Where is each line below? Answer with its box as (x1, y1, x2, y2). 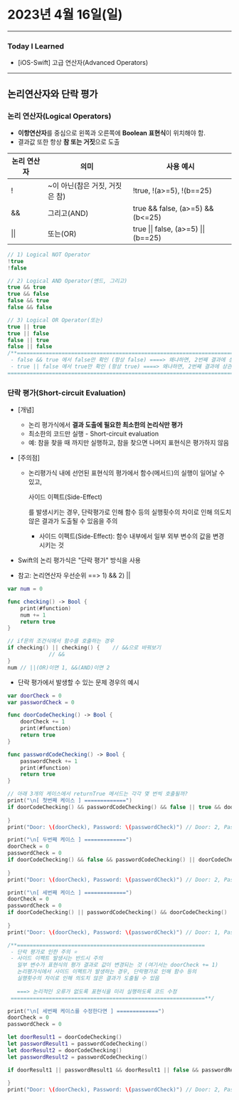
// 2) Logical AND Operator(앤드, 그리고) (7, 277, 128, 284)
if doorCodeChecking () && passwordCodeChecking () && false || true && (7, 803, 221, 811)
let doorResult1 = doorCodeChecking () (7, 1034, 122, 1041)
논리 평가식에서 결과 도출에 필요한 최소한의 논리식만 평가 (28, 421, 184, 429)
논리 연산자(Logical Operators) (7, 111, 112, 121)
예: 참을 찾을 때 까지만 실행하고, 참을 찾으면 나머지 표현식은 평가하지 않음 (28, 438, 230, 447)
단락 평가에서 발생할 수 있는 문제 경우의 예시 (17, 678, 140, 687)
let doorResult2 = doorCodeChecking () (7, 1047, 122, 1054)
